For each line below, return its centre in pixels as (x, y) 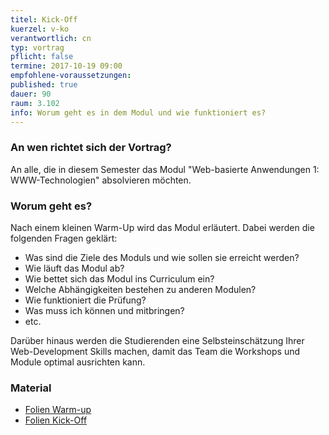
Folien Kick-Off (56, 420)
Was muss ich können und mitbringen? (104, 310)
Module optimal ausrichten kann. (78, 362)
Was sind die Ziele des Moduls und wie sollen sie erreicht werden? (162, 257)
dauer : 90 (31, 94)
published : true (44, 85)
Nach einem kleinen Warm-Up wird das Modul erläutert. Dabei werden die (162, 227)
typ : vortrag (37, 47)
